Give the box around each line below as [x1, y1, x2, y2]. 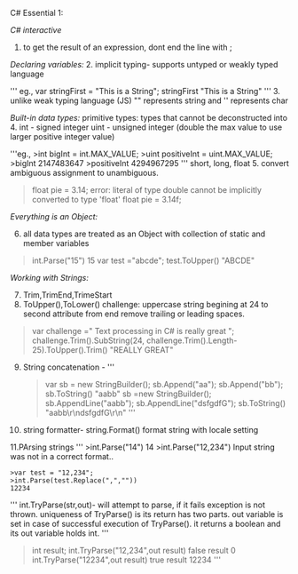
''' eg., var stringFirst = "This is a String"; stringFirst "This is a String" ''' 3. [10, 86, 280, 96]
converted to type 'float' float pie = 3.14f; [31, 195, 182, 204]
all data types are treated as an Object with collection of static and [22, 228, 266, 239]
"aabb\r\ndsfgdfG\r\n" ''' [44, 408, 136, 418]
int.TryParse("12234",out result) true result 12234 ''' [31, 554, 221, 565]
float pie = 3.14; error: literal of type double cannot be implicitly [31, 185, 263, 195]
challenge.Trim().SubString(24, [31, 335, 145, 346]
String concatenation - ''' [22, 362, 114, 372]
